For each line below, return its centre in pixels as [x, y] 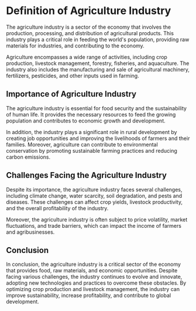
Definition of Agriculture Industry [89, 11]
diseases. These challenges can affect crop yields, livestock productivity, [94, 202]
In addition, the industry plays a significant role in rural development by [92, 132]
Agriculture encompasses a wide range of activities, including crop [87, 57]
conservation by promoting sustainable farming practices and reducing [92, 151]
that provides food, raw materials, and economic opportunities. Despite [92, 271]
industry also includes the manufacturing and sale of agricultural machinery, [98, 69]
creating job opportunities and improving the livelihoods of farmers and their [98, 138]
